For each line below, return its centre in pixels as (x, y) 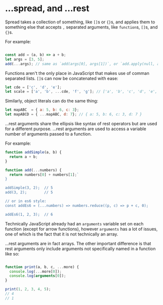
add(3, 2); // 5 (29, 192)
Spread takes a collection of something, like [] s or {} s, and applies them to (80, 22)
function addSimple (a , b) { (33, 152)
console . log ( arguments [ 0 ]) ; (38, 276)
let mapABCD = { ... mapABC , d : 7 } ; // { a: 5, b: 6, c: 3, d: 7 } (73, 115)
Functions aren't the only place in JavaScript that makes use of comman (77, 73)
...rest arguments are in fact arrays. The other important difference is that (78, 243)
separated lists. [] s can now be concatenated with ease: (62, 78)
